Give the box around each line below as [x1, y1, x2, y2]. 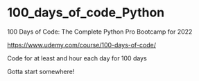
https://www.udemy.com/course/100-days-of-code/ [7, 40, 157, 49]
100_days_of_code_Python [7, 5, 165, 21]
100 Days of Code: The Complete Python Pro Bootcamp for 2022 [7, 27, 193, 36]
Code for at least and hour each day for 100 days [7, 54, 147, 62]
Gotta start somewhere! [7, 67, 75, 76]
